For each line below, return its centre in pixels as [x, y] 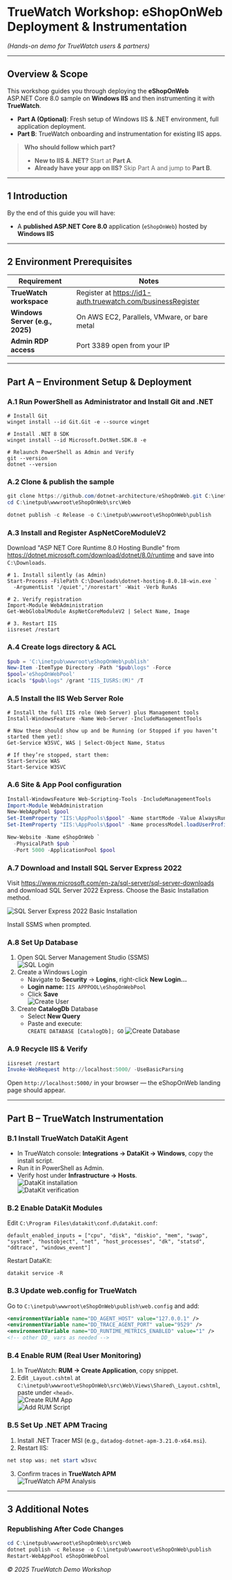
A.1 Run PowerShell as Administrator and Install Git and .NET [110, 401]
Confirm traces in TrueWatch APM [67, 1473]
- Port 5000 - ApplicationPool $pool [65, 850]
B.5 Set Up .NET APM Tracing [57, 1425]
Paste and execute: [55, 1024]
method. [19, 898]
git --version [28, 458]
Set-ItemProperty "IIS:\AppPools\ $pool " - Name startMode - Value [101, 818]
